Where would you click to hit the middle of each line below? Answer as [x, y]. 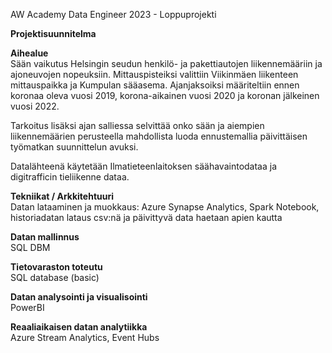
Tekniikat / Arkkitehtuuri [62, 196]
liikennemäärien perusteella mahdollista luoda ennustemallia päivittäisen [159, 136]
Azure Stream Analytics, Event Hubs [85, 337]
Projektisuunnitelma [53, 33]
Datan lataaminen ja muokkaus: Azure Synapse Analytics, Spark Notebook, [165, 207]
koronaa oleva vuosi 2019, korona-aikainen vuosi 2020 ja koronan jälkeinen [165, 95]
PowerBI [27, 307]
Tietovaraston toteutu [56, 267]
